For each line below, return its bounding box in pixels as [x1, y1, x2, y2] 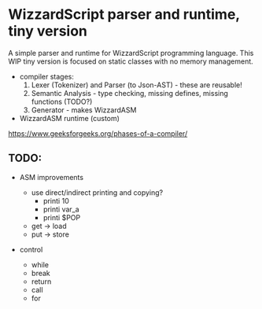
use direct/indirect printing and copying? [31, 187, 164, 197]
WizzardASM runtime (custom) [19, 113, 120, 123]
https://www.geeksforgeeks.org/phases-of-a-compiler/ [8, 128, 188, 138]
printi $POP [42, 212, 81, 222]
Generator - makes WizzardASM [31, 105, 137, 115]
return [31, 277, 52, 286]
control [19, 245, 43, 254]
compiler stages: [19, 72, 75, 81]
